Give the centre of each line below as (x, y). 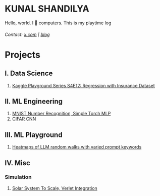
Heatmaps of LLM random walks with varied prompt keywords (77, 147)
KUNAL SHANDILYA (47, 9)
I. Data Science (29, 73)
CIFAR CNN (24, 119)
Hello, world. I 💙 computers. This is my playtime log (58, 23)
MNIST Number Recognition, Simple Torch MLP (61, 114)
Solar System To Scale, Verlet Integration (55, 188)
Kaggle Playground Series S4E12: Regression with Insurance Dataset (83, 85)
